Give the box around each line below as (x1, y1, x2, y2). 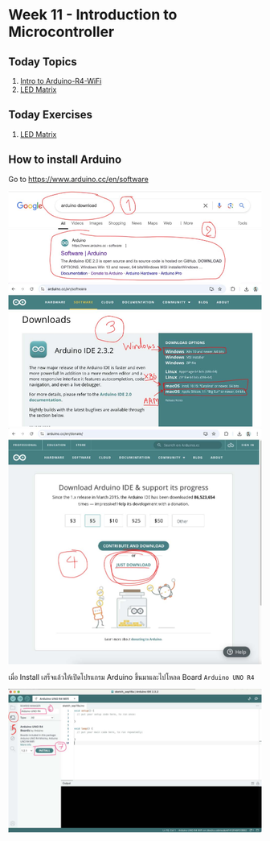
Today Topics (8, 55, 78, 68)
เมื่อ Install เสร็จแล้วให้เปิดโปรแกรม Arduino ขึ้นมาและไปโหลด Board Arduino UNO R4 (8, 673, 255, 682)
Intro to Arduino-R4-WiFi (19, 77, 102, 85)
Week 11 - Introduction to (8, 6, 178, 24)
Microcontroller (8, 23, 115, 41)
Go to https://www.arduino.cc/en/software (8, 174, 149, 184)
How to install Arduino (8, 153, 122, 167)
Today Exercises (8, 108, 93, 122)
